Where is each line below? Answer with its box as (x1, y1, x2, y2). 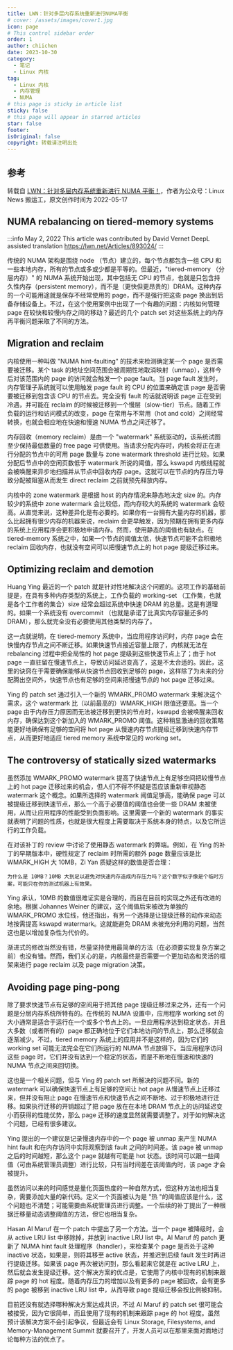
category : (7, 56, 36, 63)
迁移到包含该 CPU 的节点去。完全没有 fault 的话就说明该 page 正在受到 (19, 391, 222, 400)
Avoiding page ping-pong (7, 981, 120, 993)
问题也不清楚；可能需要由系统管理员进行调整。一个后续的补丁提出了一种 (12, 1201, 220, 1210)
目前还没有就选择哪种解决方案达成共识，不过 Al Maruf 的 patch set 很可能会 (7, 1301, 223, 1308)
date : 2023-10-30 (7, 49, 58, 56)
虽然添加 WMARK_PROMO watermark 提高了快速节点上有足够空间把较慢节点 (7, 774, 226, 782)
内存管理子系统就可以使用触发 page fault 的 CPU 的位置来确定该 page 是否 (7, 383, 220, 391)
